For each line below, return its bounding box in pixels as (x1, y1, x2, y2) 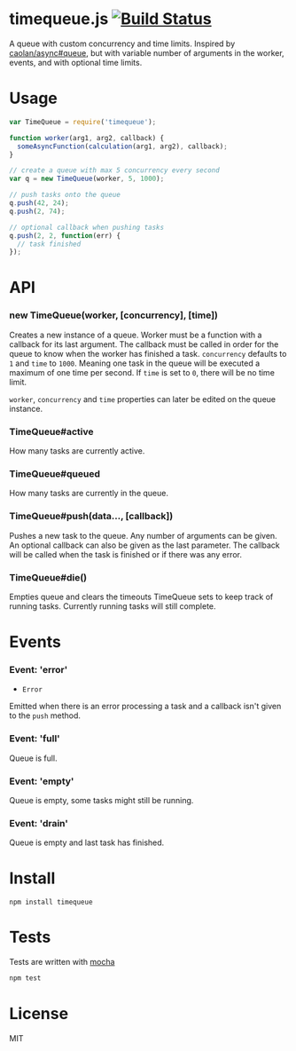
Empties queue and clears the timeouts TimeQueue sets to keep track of (9, 591, 274, 602)
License (9, 1004, 69, 1024)
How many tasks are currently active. (9, 446, 145, 456)
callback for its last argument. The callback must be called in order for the (9, 338, 279, 350)
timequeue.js (9, 9, 109, 29)
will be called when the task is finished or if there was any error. (9, 549, 242, 559)
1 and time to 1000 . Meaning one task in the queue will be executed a (9, 358, 261, 368)
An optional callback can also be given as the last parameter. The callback (9, 540, 281, 550)
